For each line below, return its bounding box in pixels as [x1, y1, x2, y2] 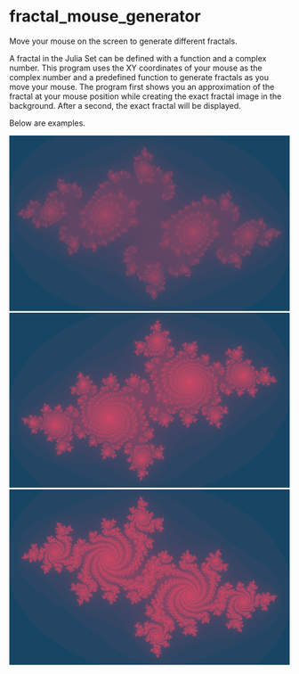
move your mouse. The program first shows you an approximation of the [9, 81, 275, 92]
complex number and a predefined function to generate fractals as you [9, 71, 270, 82]
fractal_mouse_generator [9, 6, 202, 27]
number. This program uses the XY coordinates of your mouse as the [9, 62, 263, 73]
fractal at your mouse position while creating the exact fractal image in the [9, 91, 282, 102]
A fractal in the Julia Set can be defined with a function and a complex [9, 53, 267, 63]
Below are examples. [9, 118, 86, 128]
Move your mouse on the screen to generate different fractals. [9, 36, 238, 46]
